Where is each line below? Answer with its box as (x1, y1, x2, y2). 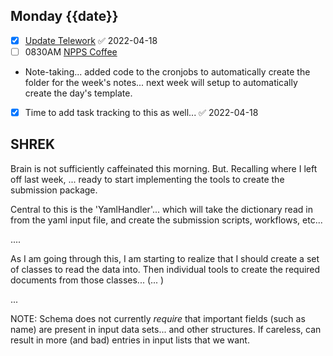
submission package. (10, 184, 98, 196)
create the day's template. (24, 87, 133, 99)
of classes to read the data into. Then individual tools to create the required (10, 263, 321, 275)
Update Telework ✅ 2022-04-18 (24, 34, 158, 46)
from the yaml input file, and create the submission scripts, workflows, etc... (10, 214, 323, 226)
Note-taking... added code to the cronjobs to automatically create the (24, 65, 311, 78)
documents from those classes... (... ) (10, 274, 165, 286)
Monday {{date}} (10, 8, 119, 25)
